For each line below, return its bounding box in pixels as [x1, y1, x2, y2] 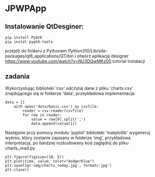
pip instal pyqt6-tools [5, 39, 53, 44]
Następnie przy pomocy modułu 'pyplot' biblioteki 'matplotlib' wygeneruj [5, 129, 151, 135]
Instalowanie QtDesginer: [5, 22, 84, 31]
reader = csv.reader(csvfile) [22, 108, 84, 113]
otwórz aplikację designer [77, 53, 129, 59]
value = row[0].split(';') [31, 117, 86, 122]
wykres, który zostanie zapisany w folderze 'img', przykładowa [5, 135, 131, 141]
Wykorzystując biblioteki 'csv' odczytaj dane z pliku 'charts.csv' [5, 85, 134, 91]
